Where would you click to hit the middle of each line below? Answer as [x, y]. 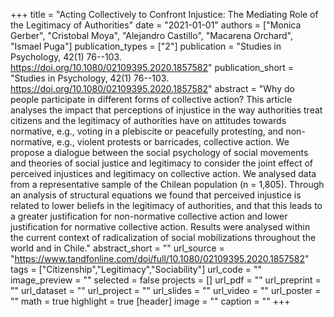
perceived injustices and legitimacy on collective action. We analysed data [163, 173]
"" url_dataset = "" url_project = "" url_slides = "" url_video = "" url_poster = [166, 290]
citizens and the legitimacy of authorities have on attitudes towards [148, 120]
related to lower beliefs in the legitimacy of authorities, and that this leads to [166, 205]
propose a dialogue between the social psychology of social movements [159, 152]
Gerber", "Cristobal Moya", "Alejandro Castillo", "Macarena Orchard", [151, 35]
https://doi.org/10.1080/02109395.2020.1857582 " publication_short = [152, 67]
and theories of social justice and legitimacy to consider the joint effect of [162, 163]
